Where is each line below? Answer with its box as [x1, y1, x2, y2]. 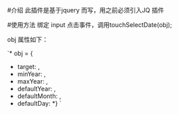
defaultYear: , [17, 85, 56, 93]
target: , [17, 63, 40, 70]
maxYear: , [17, 77, 49, 85]
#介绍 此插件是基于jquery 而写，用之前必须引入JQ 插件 [7, 6, 164, 14]
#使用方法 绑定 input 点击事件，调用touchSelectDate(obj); [7, 21, 172, 29]
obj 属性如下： [7, 35, 49, 44]
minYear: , [17, 70, 46, 78]
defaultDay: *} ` [17, 99, 62, 107]
